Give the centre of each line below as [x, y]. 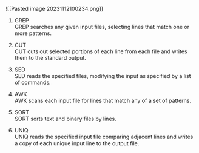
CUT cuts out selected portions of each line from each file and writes [101, 51]
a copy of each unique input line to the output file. [77, 143]
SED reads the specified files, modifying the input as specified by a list [103, 76]
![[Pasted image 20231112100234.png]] [55, 9]
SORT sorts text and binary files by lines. [65, 119]
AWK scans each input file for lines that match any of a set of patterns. [103, 100]
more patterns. [33, 33]
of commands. [32, 82]
